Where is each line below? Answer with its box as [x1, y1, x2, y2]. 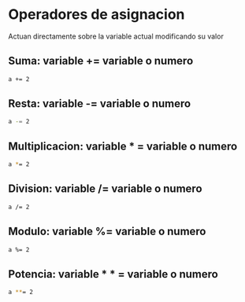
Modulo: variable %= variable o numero [8, 225, 206, 238]
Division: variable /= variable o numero [8, 182, 202, 196]
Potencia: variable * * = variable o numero [8, 267, 218, 281]
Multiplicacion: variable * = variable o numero [8, 139, 238, 153]
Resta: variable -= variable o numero [8, 97, 191, 111]
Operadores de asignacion [8, 6, 185, 24]
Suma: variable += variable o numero [8, 54, 194, 68]
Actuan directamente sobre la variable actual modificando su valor [8, 31, 225, 41]
